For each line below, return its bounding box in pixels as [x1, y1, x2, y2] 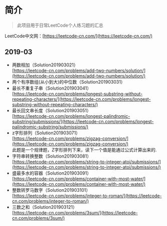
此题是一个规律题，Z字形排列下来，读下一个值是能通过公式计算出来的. [12, 146, 157, 153]
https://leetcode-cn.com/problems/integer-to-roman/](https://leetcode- [14, 192, 162, 199]
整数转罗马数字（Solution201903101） [12, 187, 91, 193]
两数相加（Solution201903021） [12, 61, 78, 68]
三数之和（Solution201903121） [12, 204, 77, 210]
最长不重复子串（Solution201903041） [12, 85, 92, 91]
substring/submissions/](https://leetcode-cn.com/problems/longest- [12, 118, 154, 124]
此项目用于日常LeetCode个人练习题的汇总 [17, 22, 103, 28]
